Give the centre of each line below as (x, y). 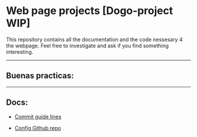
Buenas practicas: (40, 76)
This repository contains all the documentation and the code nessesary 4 (94, 39)
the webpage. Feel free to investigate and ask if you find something (87, 46)
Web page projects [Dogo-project (89, 11)
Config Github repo (38, 128)
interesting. (20, 52)
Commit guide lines (38, 117)
